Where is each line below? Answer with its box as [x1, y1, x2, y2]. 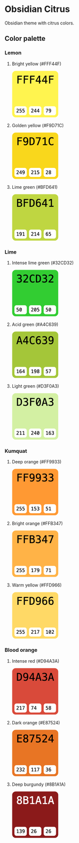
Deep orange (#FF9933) [11, 459, 62, 465]
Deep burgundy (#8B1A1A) [11, 781, 66, 787]
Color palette [4, 34, 45, 43]
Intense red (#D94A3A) [11, 658, 60, 664]
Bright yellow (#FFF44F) [11, 61, 62, 67]
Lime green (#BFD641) [11, 184, 58, 190]
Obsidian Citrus [4, 3, 70, 15]
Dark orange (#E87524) [11, 719, 60, 725]
